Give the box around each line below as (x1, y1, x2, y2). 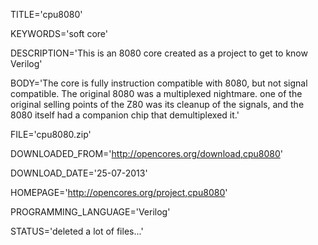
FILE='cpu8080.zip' (10, 129, 92, 140)
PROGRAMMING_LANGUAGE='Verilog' (10, 206, 171, 218)
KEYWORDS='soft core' (10, 28, 108, 39)
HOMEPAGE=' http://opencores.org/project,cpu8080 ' (10, 187, 228, 198)
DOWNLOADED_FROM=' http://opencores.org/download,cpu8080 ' (10, 148, 284, 159)
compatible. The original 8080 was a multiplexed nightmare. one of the (10, 88, 303, 99)
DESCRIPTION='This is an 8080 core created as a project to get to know (10, 47, 308, 59)
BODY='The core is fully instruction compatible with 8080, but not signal (10, 77, 308, 89)
